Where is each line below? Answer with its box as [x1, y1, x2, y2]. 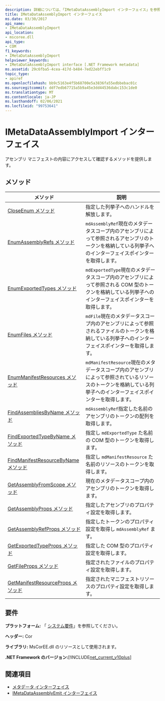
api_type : [5, 39, 26, 44]
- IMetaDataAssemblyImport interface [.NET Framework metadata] [5, 62, 139, 67]
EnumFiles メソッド [7, 331, 53, 338]
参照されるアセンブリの [95, 235, 149, 242]
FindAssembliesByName [7, 409, 64, 416]
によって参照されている [85, 374, 139, 381]
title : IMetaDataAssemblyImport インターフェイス [5, 12, 102, 17]
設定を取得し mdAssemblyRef [85, 525, 149, 532]
